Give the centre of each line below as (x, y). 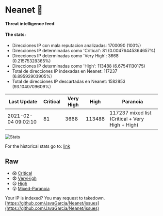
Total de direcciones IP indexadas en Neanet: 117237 (65, 71)
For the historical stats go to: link (38, 146)
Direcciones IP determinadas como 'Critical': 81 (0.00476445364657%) (84, 50)
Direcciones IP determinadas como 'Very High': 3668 (65, 56)
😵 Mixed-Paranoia (31, 188)
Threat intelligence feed (30, 23)
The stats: (16, 35)
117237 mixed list (130, 112)
